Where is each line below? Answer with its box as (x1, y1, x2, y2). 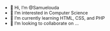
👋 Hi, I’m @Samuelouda (10, 5, 59, 10)
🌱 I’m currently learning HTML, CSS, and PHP (10, 15, 105, 21)
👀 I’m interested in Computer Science (10, 10, 88, 16)
